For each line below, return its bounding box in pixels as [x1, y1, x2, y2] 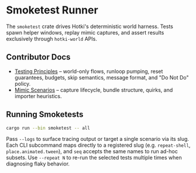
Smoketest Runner [6, 4, 98, 17]
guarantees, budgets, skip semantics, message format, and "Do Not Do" [14, 74, 189, 81]
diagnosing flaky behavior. [6, 160, 70, 167]
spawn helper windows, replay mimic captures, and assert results [6, 29, 164, 36]
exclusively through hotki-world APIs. [6, 35, 98, 42]
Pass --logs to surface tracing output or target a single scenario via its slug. [6, 136, 189, 143]
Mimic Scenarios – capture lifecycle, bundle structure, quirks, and [14, 86, 173, 94]
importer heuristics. [14, 92, 63, 99]
